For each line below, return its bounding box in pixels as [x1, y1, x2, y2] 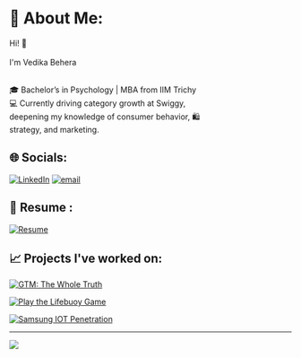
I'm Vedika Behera [9, 57, 77, 67]
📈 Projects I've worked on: [9, 250, 163, 266]
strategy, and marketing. [9, 124, 100, 135]
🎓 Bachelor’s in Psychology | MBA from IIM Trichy [9, 84, 197, 95]
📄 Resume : [9, 200, 73, 215]
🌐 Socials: [9, 150, 68, 165]
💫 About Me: [9, 8, 104, 29]
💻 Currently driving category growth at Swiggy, [9, 98, 186, 109]
